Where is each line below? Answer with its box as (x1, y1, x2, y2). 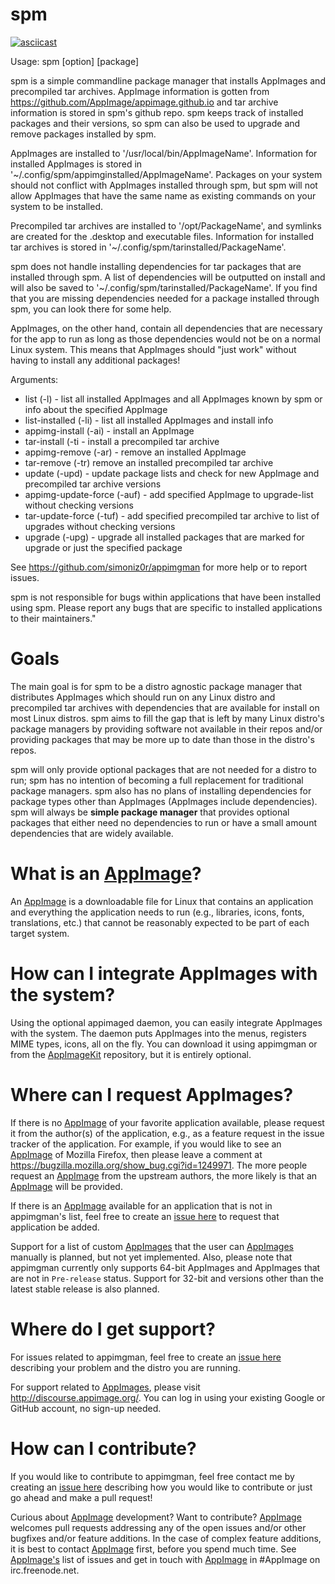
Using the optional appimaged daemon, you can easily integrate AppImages (10, 1016, 323, 1028)
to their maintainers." (10, 612, 97, 624)
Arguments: (10, 373, 59, 385)
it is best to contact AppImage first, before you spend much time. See (10, 1543, 297, 1555)
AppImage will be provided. (10, 1180, 123, 1192)
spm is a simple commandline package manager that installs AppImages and (10, 74, 326, 87)
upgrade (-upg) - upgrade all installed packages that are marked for (24, 531, 305, 543)
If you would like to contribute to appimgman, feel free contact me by (10, 1470, 295, 1482)
